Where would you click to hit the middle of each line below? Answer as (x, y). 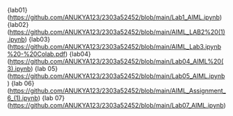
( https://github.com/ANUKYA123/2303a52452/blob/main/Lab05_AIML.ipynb (116, 76)
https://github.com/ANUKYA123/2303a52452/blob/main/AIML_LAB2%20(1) (118, 32)
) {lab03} (38, 39)
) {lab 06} (21, 83)
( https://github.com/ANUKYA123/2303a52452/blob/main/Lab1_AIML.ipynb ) (115, 17)
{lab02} (18, 25)
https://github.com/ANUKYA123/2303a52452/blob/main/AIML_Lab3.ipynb (115, 47)
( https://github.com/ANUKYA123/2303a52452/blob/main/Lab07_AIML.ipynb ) (116, 105)
